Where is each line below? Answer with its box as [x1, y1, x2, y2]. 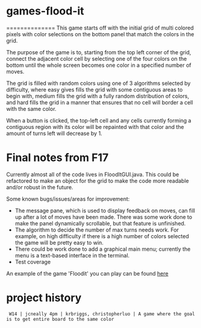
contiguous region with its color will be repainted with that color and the [6, 123, 185, 130]
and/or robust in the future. [6, 183, 73, 191]
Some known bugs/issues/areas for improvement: [6, 195, 130, 203]
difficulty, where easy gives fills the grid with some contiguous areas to [6, 86, 183, 93]
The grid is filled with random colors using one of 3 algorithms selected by [6, 80, 191, 87]
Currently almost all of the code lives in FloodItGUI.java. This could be [6, 171, 179, 178]
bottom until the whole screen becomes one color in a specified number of [6, 61, 191, 69]
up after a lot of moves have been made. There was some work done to [14, 213, 193, 221]
